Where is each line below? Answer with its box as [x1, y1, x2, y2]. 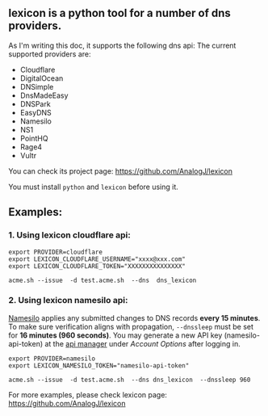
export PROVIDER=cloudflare [8, 248, 103, 256]
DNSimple [19, 82, 54, 91]
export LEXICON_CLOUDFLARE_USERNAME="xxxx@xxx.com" [8, 254, 186, 263]
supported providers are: [8, 48, 91, 59]
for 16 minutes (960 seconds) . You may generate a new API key [8, 330, 223, 340]
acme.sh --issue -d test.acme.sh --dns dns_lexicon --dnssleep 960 [8, 376, 251, 384]
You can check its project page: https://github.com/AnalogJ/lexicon [8, 166, 232, 176]
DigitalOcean [19, 73, 64, 83]
